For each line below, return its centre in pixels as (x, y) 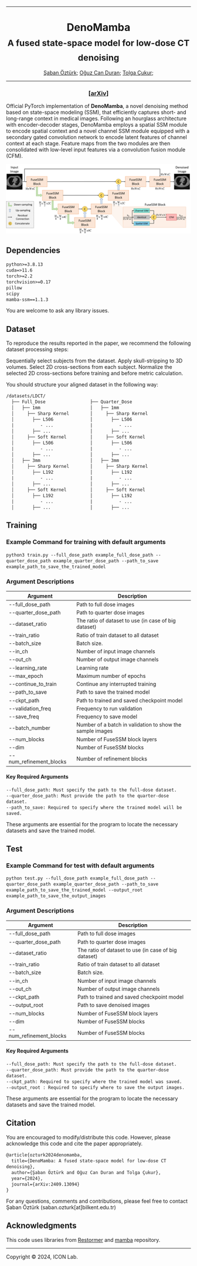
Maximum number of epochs (111, 676)
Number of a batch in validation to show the (129, 725)
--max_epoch (26, 676)
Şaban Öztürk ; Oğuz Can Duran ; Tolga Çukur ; (98, 73)
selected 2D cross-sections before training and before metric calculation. (95, 374)
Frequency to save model (107, 717)
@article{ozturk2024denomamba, (44, 1155)
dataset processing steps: (38, 349)
